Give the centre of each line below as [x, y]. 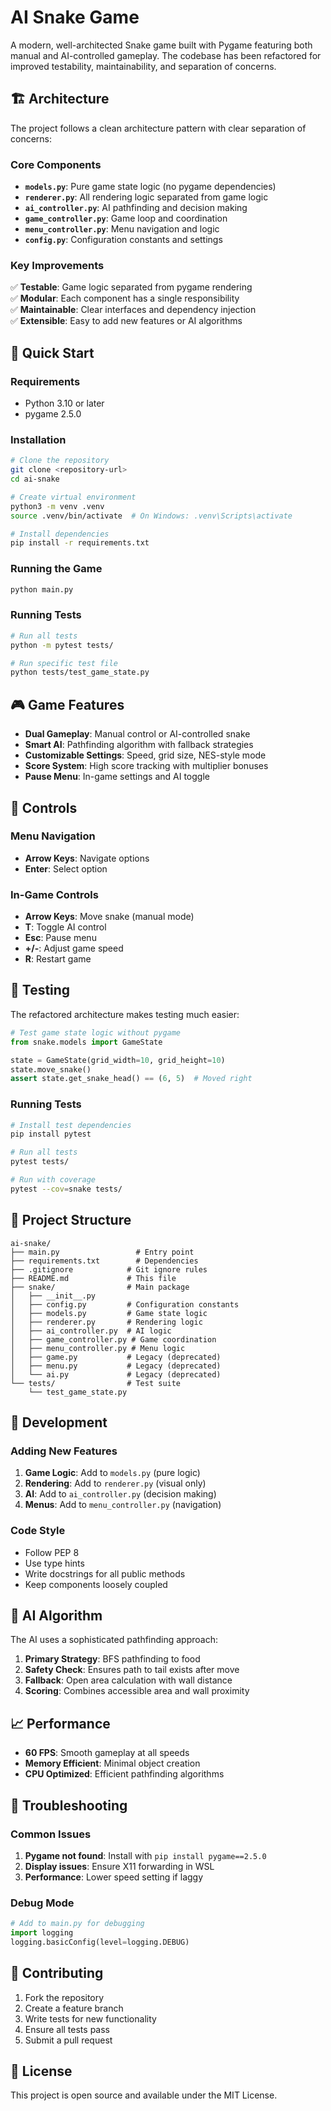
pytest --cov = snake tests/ [66, 1189]
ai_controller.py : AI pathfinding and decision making [136, 208]
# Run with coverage [53, 1180]
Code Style [38, 1531]
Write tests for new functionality [90, 2018]
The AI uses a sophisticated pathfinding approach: [114, 1640]
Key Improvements [57, 265]
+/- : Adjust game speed [74, 948]
